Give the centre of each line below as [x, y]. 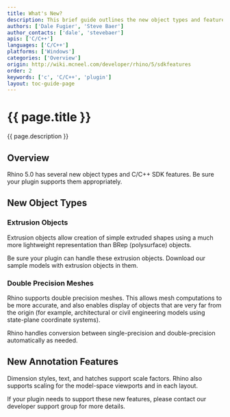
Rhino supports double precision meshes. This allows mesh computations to [115, 298]
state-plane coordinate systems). [54, 320]
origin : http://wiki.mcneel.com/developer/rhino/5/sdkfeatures [99, 64]
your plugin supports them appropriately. [65, 181]
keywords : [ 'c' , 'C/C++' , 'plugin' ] [59, 77]
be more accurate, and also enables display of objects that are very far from [114, 305]
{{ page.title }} [49, 117]
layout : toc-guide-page [41, 84]
